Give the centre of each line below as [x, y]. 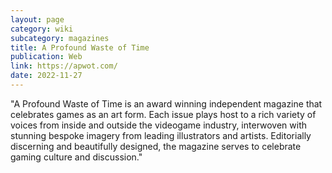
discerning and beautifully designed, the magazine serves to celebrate [156, 146]
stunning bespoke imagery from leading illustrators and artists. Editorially [161, 135]
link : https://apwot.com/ [64, 66]
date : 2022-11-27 [46, 76]
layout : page [37, 19]
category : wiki [42, 29]
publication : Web [46, 57]
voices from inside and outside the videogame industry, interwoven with [159, 125]
